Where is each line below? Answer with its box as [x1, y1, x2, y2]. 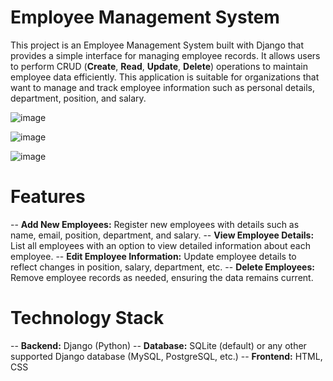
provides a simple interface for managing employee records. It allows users [10, 49, 321, 61]
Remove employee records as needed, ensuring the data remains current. [10, 271, 314, 283]
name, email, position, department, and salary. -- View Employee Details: [10, 229, 315, 241]
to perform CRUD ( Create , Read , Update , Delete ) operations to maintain [10, 60, 309, 72]
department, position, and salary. [10, 92, 147, 104]
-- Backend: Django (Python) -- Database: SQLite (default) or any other [10, 339, 307, 351]
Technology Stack [10, 307, 165, 330]
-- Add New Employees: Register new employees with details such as [10, 218, 300, 230]
